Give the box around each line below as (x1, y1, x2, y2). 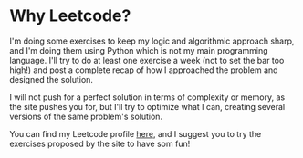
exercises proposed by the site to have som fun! (9, 138, 191, 149)
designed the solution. (9, 74, 94, 84)
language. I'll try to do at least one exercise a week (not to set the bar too (9, 54, 285, 65)
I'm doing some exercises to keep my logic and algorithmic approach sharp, (9, 35, 295, 46)
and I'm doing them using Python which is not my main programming (9, 44, 268, 55)
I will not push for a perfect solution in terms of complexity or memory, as (9, 92, 286, 103)
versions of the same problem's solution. (9, 111, 162, 122)
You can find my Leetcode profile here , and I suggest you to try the (9, 128, 262, 139)
